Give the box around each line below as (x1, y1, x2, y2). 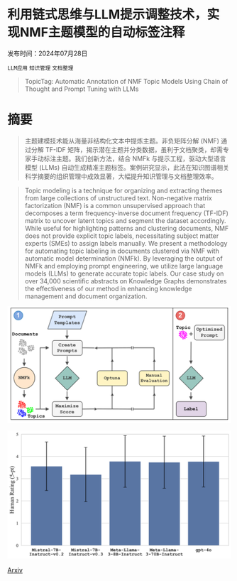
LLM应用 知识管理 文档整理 (7, 65, 74, 72)
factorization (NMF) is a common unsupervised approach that (24, 201, 206, 210)
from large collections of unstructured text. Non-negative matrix (24, 193, 213, 202)
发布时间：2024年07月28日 (7, 49, 88, 58)
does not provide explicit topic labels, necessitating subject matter (24, 232, 219, 240)
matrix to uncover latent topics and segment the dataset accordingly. (24, 216, 226, 224)
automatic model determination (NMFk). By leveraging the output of (24, 254, 224, 263)
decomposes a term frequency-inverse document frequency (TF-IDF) (24, 209, 228, 217)
